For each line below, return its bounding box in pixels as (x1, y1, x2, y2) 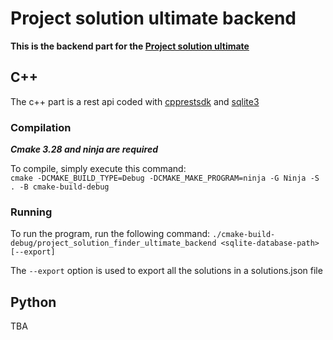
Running (10, 205, 53, 219)
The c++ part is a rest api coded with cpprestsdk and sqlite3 (10, 95, 260, 107)
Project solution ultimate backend (10, 7, 297, 30)
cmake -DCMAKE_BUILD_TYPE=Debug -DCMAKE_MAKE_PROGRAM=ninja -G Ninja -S (10, 173, 320, 184)
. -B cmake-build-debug (10, 182, 110, 192)
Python (10, 293, 57, 311)
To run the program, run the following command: (10, 228, 211, 240)
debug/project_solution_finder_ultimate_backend (10, 238, 217, 249)
